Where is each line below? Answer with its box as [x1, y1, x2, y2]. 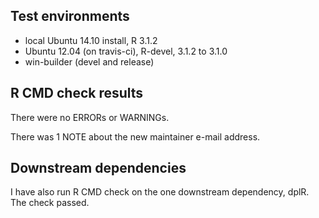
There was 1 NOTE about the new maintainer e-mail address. [10, 130, 261, 143]
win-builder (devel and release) [24, 55, 155, 68]
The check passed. [10, 197, 90, 209]
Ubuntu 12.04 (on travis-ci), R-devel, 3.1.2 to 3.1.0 [24, 45, 228, 57]
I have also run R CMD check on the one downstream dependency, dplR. [10, 186, 310, 198]
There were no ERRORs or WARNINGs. [10, 111, 170, 123]
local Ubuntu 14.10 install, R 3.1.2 [24, 34, 158, 46]
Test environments [10, 8, 130, 25]
